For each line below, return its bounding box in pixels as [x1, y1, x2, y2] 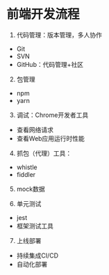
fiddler [16, 170, 36, 178]
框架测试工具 [16, 221, 53, 230]
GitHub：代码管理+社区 [16, 60, 84, 68]
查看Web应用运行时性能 [16, 134, 85, 143]
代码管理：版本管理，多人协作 [16, 31, 102, 39]
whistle [16, 163, 37, 171]
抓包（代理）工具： [16, 149, 72, 157]
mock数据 [16, 184, 46, 193]
